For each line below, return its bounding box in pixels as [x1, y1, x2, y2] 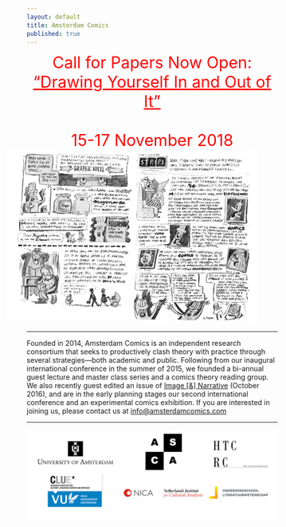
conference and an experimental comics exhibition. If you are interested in [26, 397, 271, 407]
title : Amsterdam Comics [26, 21, 109, 29]
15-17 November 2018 [71, 130, 233, 151]
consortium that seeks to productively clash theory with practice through [26, 347, 266, 356]
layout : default [26, 13, 80, 21]
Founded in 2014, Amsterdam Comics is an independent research [26, 338, 241, 348]
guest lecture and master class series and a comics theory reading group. [26, 372, 269, 382]
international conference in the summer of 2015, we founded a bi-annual [26, 364, 264, 373]
